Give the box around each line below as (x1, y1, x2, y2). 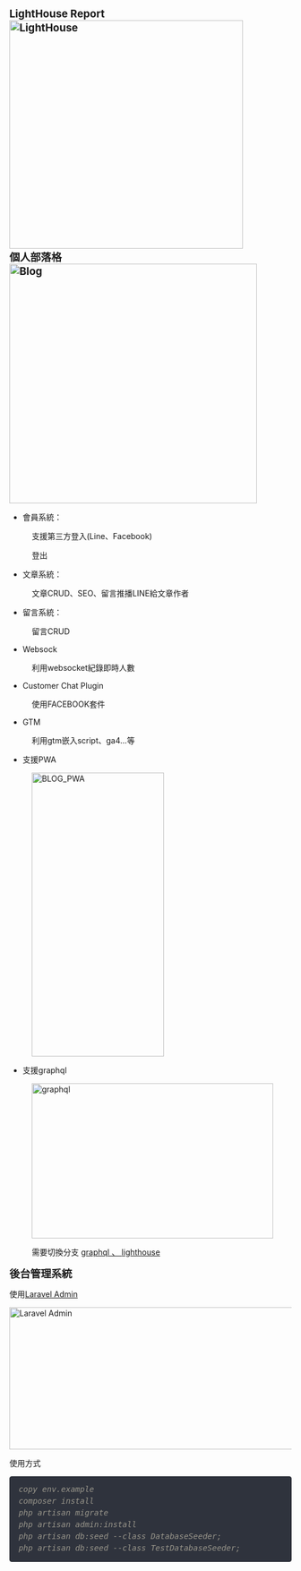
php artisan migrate (18, 1507, 109, 1518)
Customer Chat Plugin (21, 681, 104, 691)
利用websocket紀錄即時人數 (31, 663, 135, 673)
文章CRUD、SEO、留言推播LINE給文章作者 (31, 588, 190, 598)
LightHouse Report (9, 7, 105, 21)
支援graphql (21, 1065, 67, 1076)
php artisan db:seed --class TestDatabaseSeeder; (18, 1543, 241, 1553)
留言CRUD (31, 626, 70, 637)
